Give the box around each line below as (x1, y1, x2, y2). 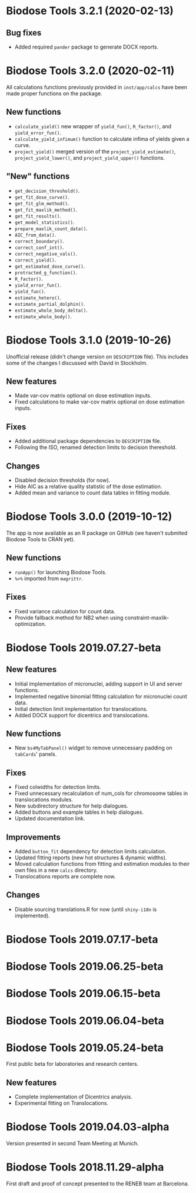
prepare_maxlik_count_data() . (14, 225, 88, 232)
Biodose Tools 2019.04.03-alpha (6, 1120, 170, 1134)
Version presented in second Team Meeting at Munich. (6, 1140, 139, 1147)
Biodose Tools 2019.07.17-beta (6, 933, 158, 946)
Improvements (6, 832, 61, 842)
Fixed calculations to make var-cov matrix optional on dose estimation (14, 398, 185, 406)
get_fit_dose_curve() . (14, 193, 69, 201)
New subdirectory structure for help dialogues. (14, 803, 128, 810)
